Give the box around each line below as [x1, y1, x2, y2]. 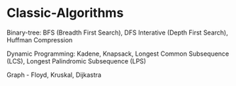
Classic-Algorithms [6, 5, 124, 21]
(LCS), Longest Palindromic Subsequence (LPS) [6, 56, 147, 65]
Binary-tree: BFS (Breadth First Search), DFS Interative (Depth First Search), [6, 28, 228, 37]
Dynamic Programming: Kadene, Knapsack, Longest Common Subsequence [6, 49, 230, 58]
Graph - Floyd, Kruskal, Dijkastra [6, 70, 102, 79]
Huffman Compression [6, 35, 73, 44]
